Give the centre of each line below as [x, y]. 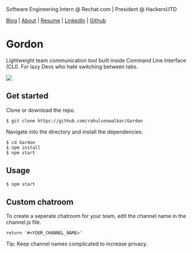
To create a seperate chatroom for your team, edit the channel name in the [96, 216]
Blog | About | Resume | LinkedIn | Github [56, 20]
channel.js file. [24, 223]
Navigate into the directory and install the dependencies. [75, 132]
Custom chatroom [40, 202]
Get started [27, 96]
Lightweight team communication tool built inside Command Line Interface [96, 60]
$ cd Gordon [21, 142]
